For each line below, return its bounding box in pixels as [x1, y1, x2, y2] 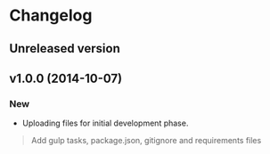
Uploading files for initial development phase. [21, 118, 189, 129]
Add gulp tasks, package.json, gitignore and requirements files [30, 135, 262, 146]
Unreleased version [9, 41, 120, 56]
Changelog [9, 5, 93, 26]
